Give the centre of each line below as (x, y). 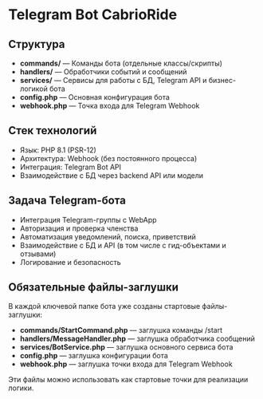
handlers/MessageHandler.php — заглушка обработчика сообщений (137, 339)
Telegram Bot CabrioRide (93, 15)
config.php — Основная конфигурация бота (94, 97)
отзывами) (38, 254)
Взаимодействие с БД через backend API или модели (112, 175)
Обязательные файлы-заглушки (94, 288)
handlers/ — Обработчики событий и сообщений (103, 72)
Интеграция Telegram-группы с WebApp (88, 219)
